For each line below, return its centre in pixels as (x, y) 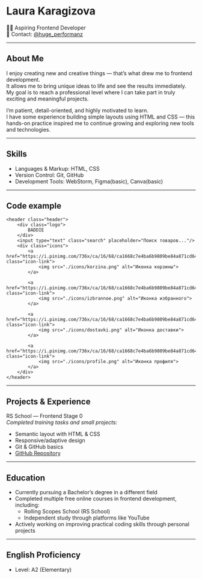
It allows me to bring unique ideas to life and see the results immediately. (96, 86)
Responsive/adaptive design (50, 441)
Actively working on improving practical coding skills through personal (102, 524)
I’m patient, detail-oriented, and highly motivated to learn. (78, 110)
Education (26, 478)
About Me (25, 59)
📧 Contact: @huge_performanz (44, 34)
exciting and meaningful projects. (47, 99)
